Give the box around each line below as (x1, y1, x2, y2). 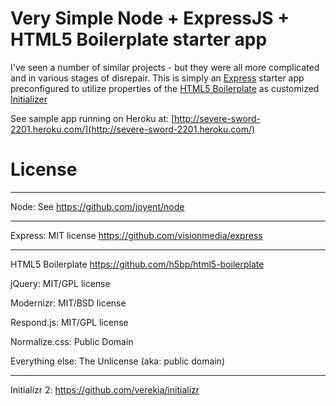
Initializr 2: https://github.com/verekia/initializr (10, 383, 200, 396)
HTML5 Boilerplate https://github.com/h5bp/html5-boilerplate (10, 258, 265, 270)
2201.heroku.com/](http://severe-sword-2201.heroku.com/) (10, 123, 256, 135)
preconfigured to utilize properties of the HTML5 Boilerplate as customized (10, 82, 320, 94)
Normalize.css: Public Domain (10, 335, 134, 347)
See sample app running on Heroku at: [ (10, 112, 175, 124)
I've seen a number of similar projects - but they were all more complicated (10, 61, 320, 73)
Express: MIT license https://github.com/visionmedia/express (10, 229, 263, 241)
